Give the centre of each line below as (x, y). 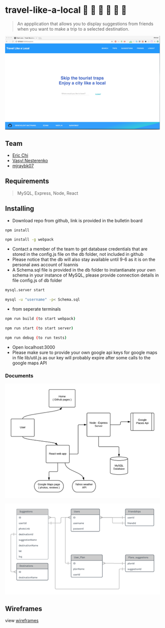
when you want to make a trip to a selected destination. (73, 29)
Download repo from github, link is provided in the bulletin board (77, 220)
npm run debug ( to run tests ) (36, 338)
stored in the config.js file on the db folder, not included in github (78, 254)
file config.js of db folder (37, 280)
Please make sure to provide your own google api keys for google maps (85, 352)
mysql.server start (25, 290)
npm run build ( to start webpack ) (41, 319)
